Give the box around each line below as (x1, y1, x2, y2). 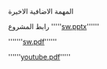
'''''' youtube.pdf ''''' (8, 53, 71, 61)
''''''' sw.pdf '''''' (8, 37, 57, 46)
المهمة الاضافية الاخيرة (8, 7, 74, 16)
